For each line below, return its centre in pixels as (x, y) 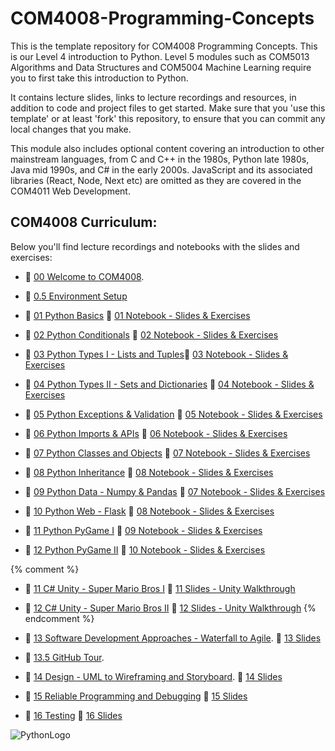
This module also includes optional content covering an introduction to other (167, 148)
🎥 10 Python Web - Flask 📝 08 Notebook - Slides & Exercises (149, 511)
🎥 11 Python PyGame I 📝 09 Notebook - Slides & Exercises (143, 530)
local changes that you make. (71, 129)
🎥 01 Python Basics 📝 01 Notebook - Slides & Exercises (137, 315)
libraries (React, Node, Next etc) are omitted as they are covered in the (156, 180)
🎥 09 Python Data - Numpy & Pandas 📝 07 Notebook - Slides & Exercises (175, 491)
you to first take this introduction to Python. (99, 78)
